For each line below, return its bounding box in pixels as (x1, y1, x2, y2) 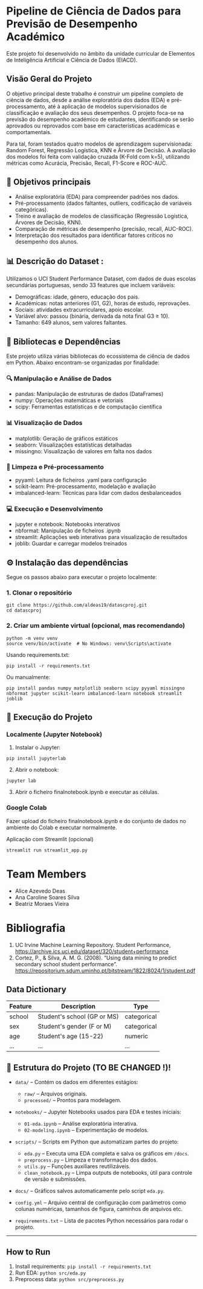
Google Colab (6, 804, 47, 812)
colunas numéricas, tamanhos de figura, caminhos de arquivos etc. (14, 1206, 183, 1213)
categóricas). (14, 205, 48, 213)
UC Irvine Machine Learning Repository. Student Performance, (14, 941, 171, 948)
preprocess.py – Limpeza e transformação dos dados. (24, 1156, 158, 1164)
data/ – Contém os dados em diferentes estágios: (14, 1079, 139, 1086)
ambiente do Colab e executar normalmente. (6, 824, 117, 831)
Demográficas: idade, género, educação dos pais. (14, 293, 140, 300)
